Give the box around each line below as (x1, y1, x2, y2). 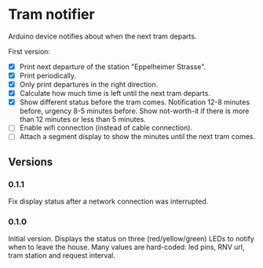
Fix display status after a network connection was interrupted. (8, 196, 209, 206)
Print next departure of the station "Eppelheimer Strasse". (19, 61, 206, 72)
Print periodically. (19, 71, 77, 80)
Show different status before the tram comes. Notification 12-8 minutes (19, 97, 250, 107)
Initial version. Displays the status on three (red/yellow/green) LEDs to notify (8, 234, 255, 244)
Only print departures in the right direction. (19, 80, 159, 90)
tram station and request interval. (8, 251, 115, 260)
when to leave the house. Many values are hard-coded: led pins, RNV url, (8, 242, 245, 252)
